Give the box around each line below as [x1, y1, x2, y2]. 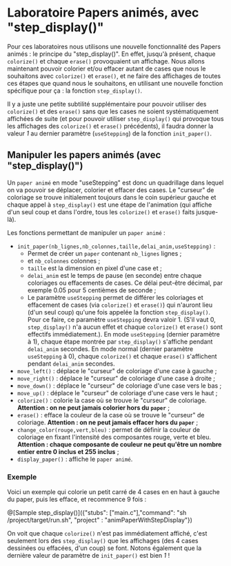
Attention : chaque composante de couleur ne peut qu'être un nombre [17, 440, 222, 449]
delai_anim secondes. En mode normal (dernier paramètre [27, 344, 194, 353]
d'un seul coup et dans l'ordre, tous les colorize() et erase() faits [7, 207, 195, 216]
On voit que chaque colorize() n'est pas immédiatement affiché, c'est [7, 529, 208, 538]
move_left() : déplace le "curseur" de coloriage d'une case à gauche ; [17, 366, 217, 375]
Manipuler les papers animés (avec [7, 149, 161, 161]
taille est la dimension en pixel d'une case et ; [27, 264, 162, 272]
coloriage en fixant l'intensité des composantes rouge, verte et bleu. [17, 433, 212, 441]
